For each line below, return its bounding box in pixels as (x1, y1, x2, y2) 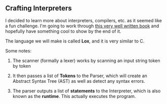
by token (12, 63, 31, 69)
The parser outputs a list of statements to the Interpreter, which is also (12, 88, 161, 94)
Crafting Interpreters (5, 4, 72, 13)
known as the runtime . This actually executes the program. (12, 93, 136, 99)
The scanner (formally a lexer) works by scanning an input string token (12, 58, 160, 64)
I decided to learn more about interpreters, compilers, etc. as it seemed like (5, 17, 162, 23)
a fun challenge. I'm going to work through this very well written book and (5, 23, 159, 29)
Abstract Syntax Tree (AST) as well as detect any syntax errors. (12, 78, 145, 84)
